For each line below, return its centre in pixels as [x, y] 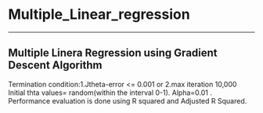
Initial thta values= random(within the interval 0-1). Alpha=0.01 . [110, 93]
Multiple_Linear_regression [99, 15]
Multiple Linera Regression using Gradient [113, 53]
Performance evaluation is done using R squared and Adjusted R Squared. [128, 100]
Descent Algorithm [55, 66]
